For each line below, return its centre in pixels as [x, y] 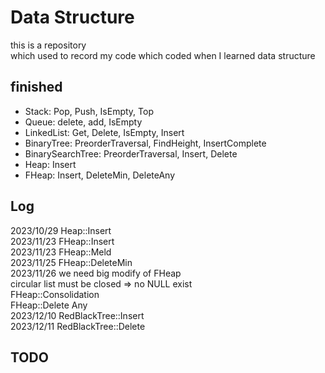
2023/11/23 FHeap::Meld [61, 252]
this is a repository [48, 45]
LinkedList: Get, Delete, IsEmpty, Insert [104, 132]
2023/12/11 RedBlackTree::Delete [78, 326]
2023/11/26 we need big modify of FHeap [96, 273]
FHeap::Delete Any [49, 305]
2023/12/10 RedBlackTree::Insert [77, 315]
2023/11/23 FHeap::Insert [62, 241]
